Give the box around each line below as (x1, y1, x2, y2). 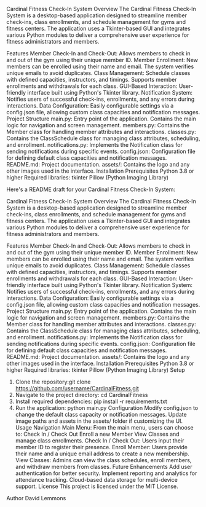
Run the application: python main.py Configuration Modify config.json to (15, 404, 199, 411)
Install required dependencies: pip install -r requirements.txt (15, 398, 167, 405)
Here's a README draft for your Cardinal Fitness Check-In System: (6, 186, 176, 193)
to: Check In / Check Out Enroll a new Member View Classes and (15, 430, 180, 438)
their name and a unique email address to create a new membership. (15, 450, 189, 457)
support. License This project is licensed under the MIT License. (15, 482, 178, 490)
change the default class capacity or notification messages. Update (15, 411, 187, 418)
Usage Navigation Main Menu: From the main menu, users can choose (15, 424, 194, 431)
